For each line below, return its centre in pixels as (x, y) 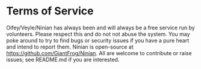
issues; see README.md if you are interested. (63, 59)
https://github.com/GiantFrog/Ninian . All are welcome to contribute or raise (99, 53)
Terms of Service (50, 11)
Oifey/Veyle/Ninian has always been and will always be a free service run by (101, 28)
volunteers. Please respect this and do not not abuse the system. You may (98, 34)
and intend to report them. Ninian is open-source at (70, 47)
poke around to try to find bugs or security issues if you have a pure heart (98, 40)
